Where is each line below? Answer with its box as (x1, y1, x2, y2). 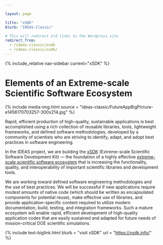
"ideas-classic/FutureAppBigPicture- (79, 104, 153, 110)
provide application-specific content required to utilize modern (5, 199, 131, 205)
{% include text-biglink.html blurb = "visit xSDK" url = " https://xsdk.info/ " (5, 229, 152, 235)
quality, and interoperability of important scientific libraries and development (5, 164, 159, 170)
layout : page (5, 11, 32, 16)
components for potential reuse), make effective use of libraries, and (5, 194, 143, 200)
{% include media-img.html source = (5, 104, 79, 110)
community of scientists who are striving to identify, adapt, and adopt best (5, 134, 154, 140)
